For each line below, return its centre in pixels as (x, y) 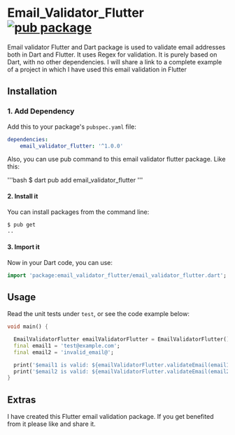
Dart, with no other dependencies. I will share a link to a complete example (115, 62)
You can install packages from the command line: (78, 212)
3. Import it (23, 247)
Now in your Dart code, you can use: (60, 262)
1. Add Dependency (41, 111)
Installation (32, 91)
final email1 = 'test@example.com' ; (67, 345)
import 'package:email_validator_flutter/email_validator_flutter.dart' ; (117, 275)
